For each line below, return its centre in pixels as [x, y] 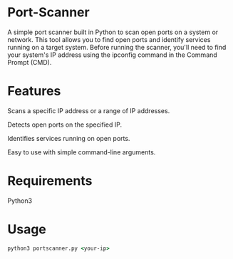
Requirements [50, 181]
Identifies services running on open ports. [69, 138]
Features [34, 91]
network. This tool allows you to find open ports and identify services [109, 39]
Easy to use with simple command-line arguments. [82, 152]
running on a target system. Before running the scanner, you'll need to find [117, 47]
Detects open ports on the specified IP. [65, 125]
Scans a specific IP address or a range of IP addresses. [89, 110]
